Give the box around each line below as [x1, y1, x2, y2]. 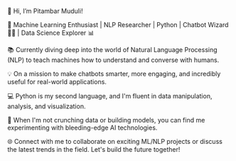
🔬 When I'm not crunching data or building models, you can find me [7, 116, 205, 124]
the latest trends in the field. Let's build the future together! [7, 145, 181, 153]
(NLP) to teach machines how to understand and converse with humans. [7, 56, 220, 64]
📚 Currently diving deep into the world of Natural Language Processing [7, 46, 218, 53]
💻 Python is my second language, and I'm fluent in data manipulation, [7, 92, 213, 100]
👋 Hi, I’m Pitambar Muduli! [7, 7, 83, 15]
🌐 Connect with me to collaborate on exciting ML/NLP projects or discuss [7, 137, 222, 145]
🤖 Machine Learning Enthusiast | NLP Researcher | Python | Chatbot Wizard [7, 21, 229, 28]
